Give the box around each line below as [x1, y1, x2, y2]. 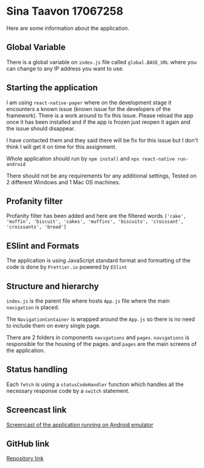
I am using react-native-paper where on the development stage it [6, 99, 172, 106]
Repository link [6, 455, 44, 462]
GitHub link [6, 439, 50, 449]
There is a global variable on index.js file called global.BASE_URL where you [6, 58, 197, 65]
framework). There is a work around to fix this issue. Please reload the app [6, 112, 194, 119]
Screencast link [6, 405, 67, 416]
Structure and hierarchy [6, 281, 99, 291]
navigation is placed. [6, 304, 60, 311]
